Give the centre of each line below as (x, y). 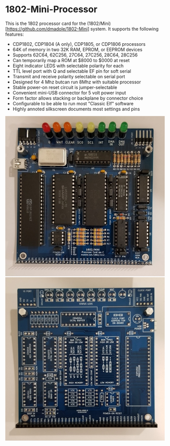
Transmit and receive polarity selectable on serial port (69, 76)
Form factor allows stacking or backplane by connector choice (78, 98)
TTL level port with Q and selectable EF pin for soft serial (72, 71)
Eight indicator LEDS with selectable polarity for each (68, 66)
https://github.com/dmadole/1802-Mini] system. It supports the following (83, 28)
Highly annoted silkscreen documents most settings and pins (76, 109)
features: (15, 34)
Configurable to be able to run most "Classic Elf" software (73, 103)
